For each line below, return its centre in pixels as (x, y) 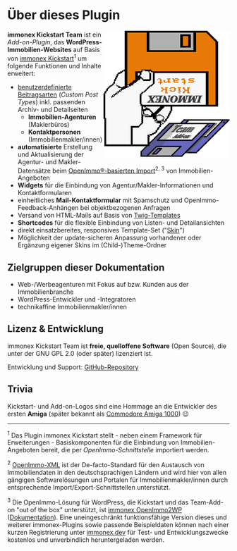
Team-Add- (207, 502)
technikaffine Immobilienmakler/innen (72, 307)
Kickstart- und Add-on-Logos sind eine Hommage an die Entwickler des (112, 406)
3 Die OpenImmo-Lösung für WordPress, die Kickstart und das (98, 502)
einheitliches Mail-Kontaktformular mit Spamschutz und (100, 200)
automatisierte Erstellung (55, 147)
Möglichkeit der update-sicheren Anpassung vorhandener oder (109, 238)
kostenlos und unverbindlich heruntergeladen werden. (86, 540)
